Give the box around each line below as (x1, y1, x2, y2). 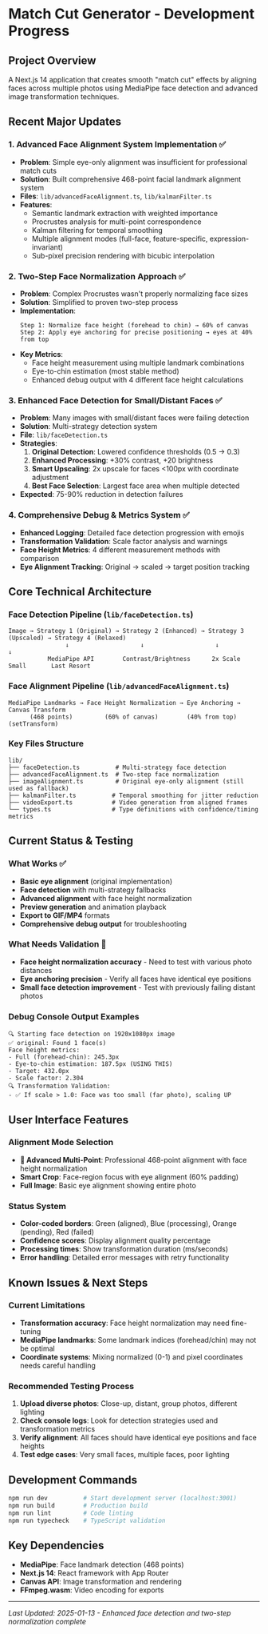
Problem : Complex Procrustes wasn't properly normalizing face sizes (19, 289, 249, 298)
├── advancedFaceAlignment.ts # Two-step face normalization (8, 770, 219, 779)
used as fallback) (8, 784, 69, 792)
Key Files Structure (8, 738, 84, 749)
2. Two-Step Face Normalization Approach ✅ (8, 270, 186, 282)
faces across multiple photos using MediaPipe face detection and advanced (8, 83, 258, 93)
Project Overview (8, 54, 97, 67)
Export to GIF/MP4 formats (19, 910, 110, 920)
